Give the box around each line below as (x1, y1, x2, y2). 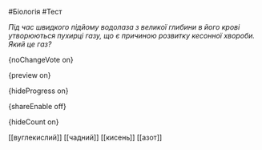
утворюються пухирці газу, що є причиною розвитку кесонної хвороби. (8, 31, 255, 40)
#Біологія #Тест (8, 7, 62, 16)
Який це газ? (8, 39, 52, 49)
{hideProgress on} (8, 86, 69, 95)
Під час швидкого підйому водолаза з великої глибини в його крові (8, 22, 240, 31)
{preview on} (8, 71, 51, 79)
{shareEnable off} (8, 102, 67, 111)
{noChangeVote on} (8, 55, 74, 64)
